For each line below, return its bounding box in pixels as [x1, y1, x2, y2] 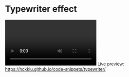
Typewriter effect [5, 3, 77, 15]
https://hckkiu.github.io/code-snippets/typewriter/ [5, 66, 106, 72]
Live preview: [97, 61, 125, 67]
